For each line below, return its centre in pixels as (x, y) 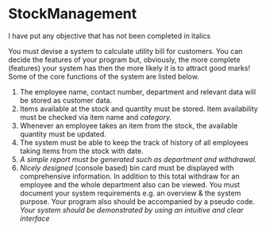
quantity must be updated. (63, 134)
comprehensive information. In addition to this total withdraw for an (129, 176)
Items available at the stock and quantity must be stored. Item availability (139, 109)
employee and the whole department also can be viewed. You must (130, 184)
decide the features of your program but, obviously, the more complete (124, 60)
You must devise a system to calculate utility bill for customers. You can (125, 51)
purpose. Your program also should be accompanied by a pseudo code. (137, 201)
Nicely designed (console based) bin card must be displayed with (127, 167)
